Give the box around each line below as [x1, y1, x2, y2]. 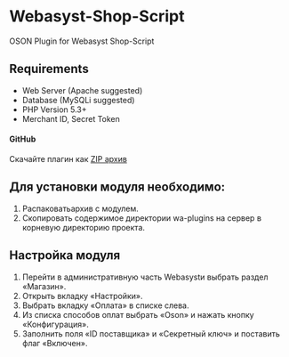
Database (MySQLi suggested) [21, 94, 135, 105]
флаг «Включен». [21, 337, 88, 348]
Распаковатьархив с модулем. [21, 203, 140, 214]
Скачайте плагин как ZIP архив [9, 153, 127, 164]
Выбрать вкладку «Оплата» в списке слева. [21, 300, 189, 311]
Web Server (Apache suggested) [21, 85, 143, 95]
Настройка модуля [9, 247, 121, 264]
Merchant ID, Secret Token [21, 113, 120, 124]
